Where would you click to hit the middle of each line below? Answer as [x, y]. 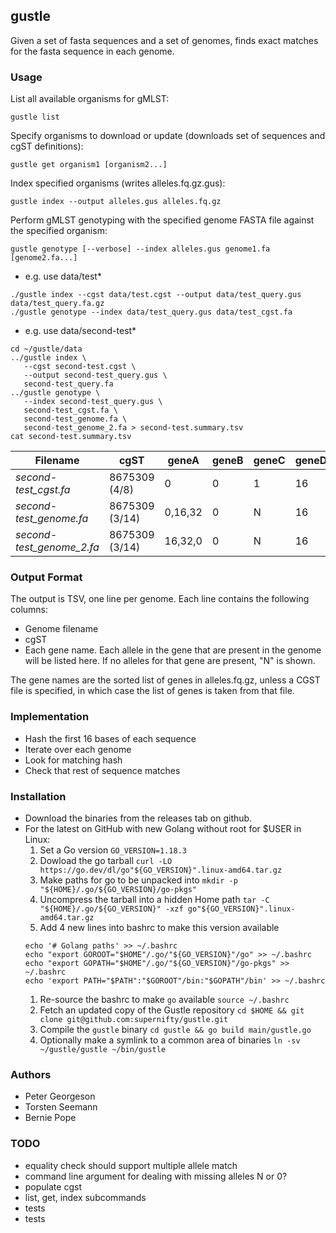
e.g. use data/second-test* [80, 331]
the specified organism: [59, 231]
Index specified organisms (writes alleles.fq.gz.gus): [118, 183]
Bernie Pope [50, 1118]
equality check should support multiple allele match [131, 1165]
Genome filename [61, 629]
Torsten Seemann [61, 1107]
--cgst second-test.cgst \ [80, 367]
